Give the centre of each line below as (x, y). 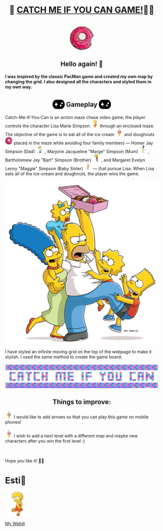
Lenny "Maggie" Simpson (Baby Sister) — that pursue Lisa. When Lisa (80, 169)
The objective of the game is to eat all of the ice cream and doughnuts (80, 135)
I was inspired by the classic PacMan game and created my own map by (79, 76)
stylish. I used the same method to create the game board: (64, 357)
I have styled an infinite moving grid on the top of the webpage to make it (78, 352)
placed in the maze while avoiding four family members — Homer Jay (83, 143)
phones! (13, 422)
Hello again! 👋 (82, 64)
